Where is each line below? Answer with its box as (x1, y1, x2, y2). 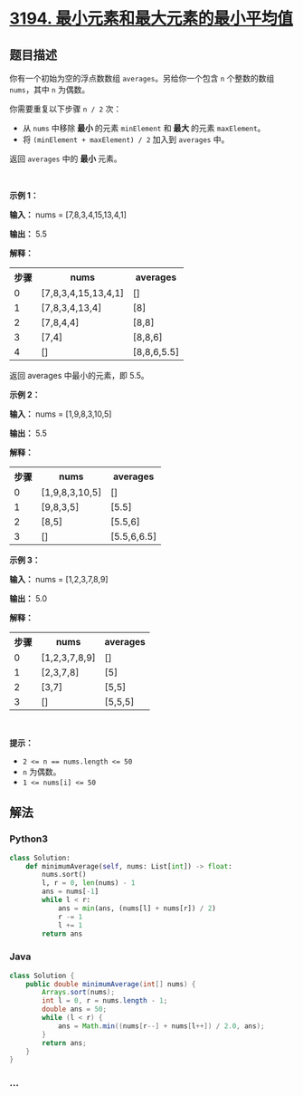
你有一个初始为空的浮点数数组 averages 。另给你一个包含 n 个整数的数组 (9, 73, 275, 83)
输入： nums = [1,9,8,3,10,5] (9, 409, 112, 419)
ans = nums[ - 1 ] (42, 887, 99, 897)
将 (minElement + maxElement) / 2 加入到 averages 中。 (22, 134, 230, 145)
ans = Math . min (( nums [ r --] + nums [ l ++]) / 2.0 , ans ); (57, 1021, 265, 1031)
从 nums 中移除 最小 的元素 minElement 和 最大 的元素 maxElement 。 (22, 123, 266, 133)
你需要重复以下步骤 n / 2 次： (9, 103, 122, 114)
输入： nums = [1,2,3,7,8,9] (9, 574, 109, 584)
